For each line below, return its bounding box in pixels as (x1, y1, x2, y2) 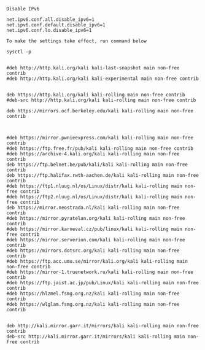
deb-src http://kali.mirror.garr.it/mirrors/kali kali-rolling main (6, 333, 185, 340)
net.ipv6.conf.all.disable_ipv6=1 (6, 17, 95, 23)
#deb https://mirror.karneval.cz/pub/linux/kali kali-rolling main (6, 226, 183, 232)
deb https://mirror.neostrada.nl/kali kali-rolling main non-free (6, 204, 180, 211)
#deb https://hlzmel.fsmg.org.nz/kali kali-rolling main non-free (6, 290, 180, 297)
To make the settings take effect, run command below (6, 38, 147, 44)
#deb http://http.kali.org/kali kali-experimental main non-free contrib (6, 76, 199, 82)
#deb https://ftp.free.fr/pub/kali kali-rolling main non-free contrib (6, 146, 193, 152)
